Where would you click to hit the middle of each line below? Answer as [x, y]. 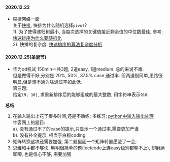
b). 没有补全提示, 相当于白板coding [49, 135]
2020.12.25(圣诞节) [26, 57]
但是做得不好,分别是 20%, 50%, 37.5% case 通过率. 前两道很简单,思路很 [88, 76]
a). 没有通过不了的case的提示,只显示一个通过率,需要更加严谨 [76, 129]
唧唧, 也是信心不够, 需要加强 [42, 154]
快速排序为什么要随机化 [37, 38]
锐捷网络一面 [26, 19]
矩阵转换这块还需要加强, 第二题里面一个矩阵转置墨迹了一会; [75, 142]
